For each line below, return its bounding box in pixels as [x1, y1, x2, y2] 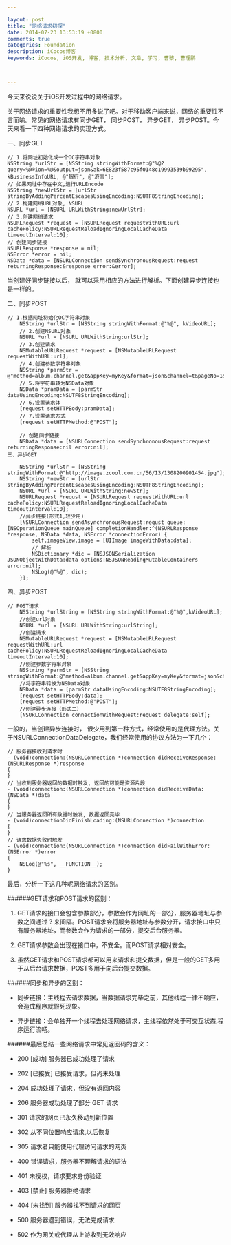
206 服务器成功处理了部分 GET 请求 [16, 1098, 118, 1106]
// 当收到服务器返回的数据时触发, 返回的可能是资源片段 [7, 780, 146, 787]
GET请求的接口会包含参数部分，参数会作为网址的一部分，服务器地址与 [16, 909, 217, 917]
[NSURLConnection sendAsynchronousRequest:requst [19, 518, 165, 526]
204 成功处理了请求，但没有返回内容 [16, 1084, 122, 1092]
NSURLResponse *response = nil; [7, 245, 100, 252]
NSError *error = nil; [7, 251, 72, 258]
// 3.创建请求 [19, 341, 56, 348]
